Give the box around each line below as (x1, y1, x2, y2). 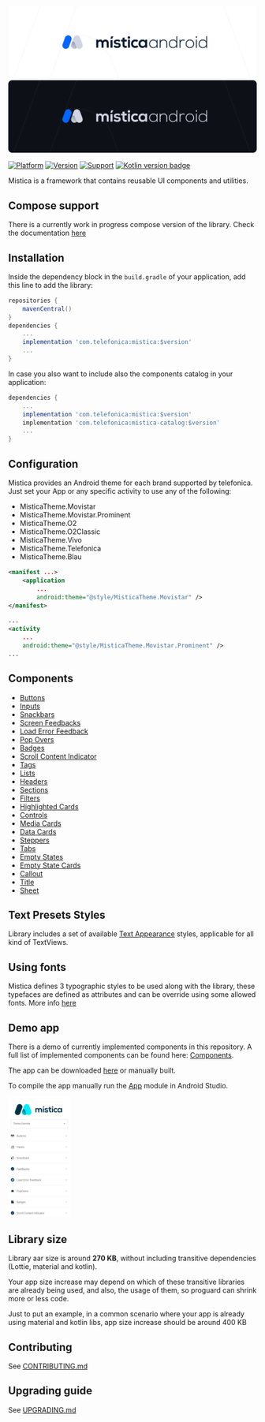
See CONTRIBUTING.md (8, 1361, 88, 1371)
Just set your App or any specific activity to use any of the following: (8, 487, 232, 495)
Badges (19, 743, 45, 752)
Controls (19, 810, 48, 819)
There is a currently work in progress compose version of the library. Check (8, 220, 255, 230)
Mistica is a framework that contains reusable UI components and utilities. (8, 176, 248, 185)
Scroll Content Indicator (19, 752, 97, 761)
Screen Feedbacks (19, 718, 81, 727)
